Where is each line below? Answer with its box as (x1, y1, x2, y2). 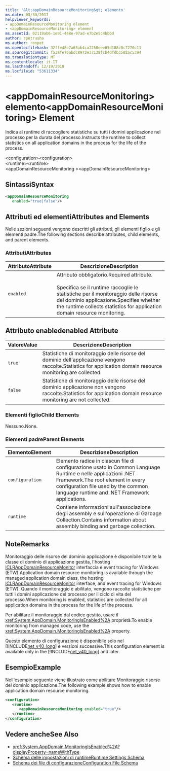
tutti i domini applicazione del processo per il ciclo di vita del (5, 591, 132, 597)
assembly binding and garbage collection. (56, 523, 156, 530)
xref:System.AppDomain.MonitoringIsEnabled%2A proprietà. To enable (5, 617, 153, 623)
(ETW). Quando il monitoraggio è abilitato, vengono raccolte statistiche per (5, 585, 161, 591)
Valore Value (8, 341, 38, 348)
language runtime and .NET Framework (56, 489, 149, 496)
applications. (56, 496, 87, 503)
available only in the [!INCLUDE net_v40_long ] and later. (5, 648, 120, 654)
